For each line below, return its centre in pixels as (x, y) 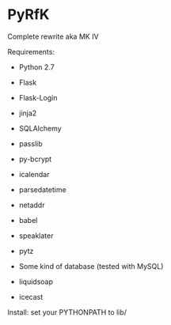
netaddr (32, 205)
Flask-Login (38, 97)
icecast (31, 297)
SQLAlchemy (40, 128)
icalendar (34, 174)
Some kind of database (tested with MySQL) (91, 266)
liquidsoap (36, 282)
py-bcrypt (35, 159)
